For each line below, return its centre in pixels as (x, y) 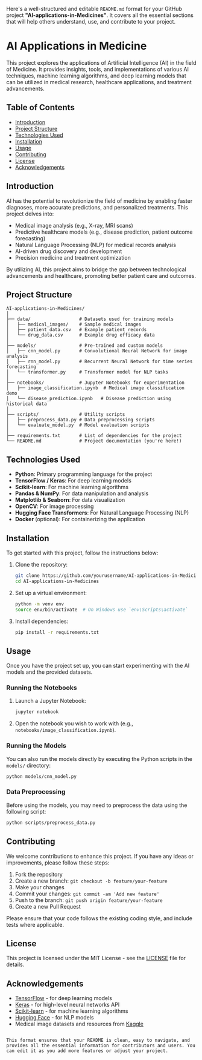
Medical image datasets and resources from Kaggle (79, 1024)
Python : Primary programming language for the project (84, 474)
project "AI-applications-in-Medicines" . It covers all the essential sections (100, 15)
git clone (27, 576)
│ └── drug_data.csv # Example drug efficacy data (80, 335)
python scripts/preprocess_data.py (51, 823)
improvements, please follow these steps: (58, 863)
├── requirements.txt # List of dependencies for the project (94, 436)
